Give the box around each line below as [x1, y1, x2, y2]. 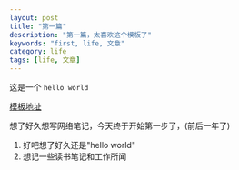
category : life [9, 47, 67, 56]
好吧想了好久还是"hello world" [22, 140, 136, 150]
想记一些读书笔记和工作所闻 [22, 151, 127, 162]
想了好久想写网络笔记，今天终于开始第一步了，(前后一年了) [9, 120, 231, 131]
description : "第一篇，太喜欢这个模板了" [9, 30, 153, 39]
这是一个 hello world [9, 82, 89, 92]
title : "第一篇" [9, 22, 67, 31]
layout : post [9, 13, 59, 23]
